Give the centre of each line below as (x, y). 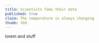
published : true (21, 14)
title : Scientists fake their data (41, 9)
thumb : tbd (16, 23)
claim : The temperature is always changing (50, 18)
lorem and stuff (20, 36)
